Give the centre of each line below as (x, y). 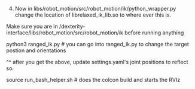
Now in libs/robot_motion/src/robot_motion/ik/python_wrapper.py (95, 9)
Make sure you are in (32, 26)
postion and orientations (36, 50)
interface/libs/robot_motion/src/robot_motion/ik (65, 33)
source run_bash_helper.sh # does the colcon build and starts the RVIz (93, 80)
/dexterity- (72, 26)
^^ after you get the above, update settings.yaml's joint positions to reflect (97, 62)
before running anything (154, 33)
